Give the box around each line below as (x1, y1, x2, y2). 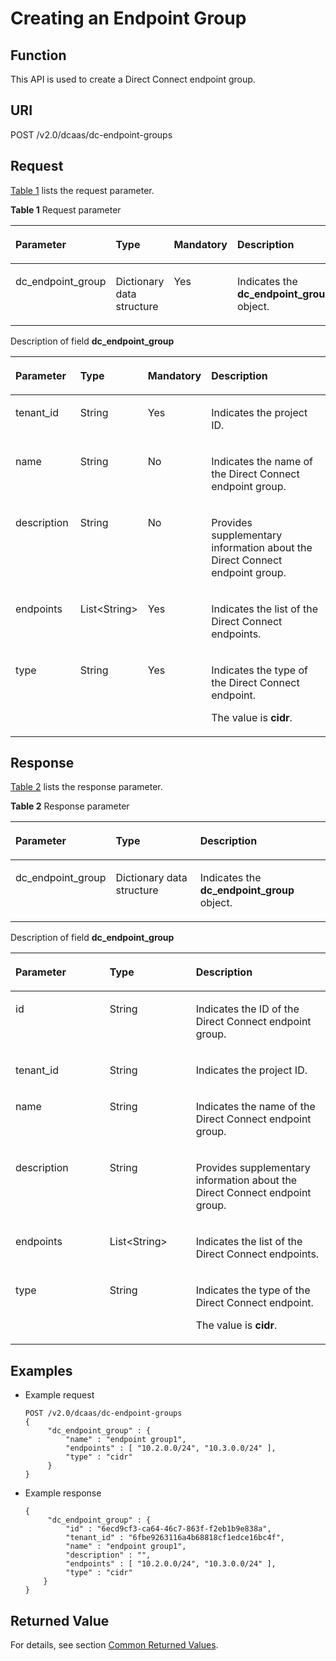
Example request (24, 1389, 95, 1401)
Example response (24, 1487, 102, 1499)
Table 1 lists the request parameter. (10, 184, 155, 196)
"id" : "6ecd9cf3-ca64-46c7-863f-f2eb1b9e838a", (65, 1524, 272, 1534)
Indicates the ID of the (195, 1002, 300, 1016)
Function (10, 47, 67, 64)
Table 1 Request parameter (10, 203, 122, 216)
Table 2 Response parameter (10, 800, 130, 812)
